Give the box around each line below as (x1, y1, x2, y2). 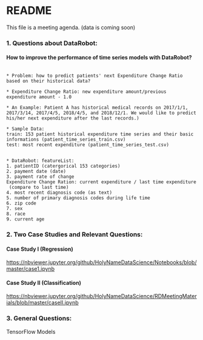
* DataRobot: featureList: (6, 158, 75, 164)
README (6, 4, 52, 18)
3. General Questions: (6, 314, 72, 322)
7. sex (6, 206, 23, 212)
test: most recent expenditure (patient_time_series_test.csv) (6, 142, 170, 148)
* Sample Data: (6, 126, 45, 132)
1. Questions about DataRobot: (6, 39, 98, 47)
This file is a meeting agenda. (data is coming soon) (6, 24, 136, 31)
